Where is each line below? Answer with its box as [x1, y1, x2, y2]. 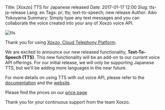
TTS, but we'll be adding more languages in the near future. [5, 65, 127, 71]
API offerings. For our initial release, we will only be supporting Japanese [5, 60, 155, 65]
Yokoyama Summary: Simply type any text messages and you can [5, 15, 140, 20]
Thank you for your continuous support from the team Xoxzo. [5, 99, 130, 105]
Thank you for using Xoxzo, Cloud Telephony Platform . [5, 39, 117, 45]
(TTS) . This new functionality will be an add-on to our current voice [22, 54, 160, 60]
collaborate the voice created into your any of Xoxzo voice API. [5, 20, 134, 26]
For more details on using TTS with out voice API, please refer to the [5, 75, 145, 80]
